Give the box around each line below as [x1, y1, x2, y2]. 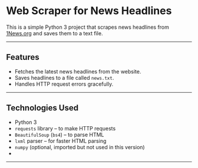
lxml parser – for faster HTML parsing [14, 137, 107, 145]
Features [6, 52, 39, 62]
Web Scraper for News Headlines [6, 4, 172, 18]
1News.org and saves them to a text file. [6, 29, 103, 36]
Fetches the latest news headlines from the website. [14, 68, 141, 75]
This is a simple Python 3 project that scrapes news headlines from [6, 23, 170, 31]
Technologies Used [6, 103, 78, 113]
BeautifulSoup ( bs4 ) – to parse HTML [14, 131, 104, 138]
